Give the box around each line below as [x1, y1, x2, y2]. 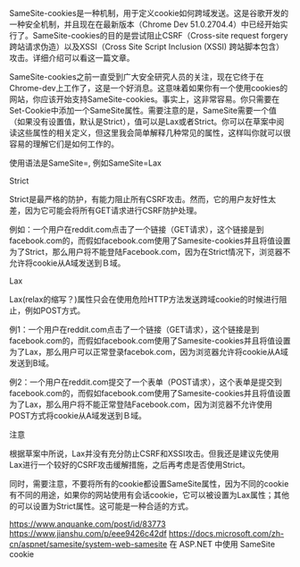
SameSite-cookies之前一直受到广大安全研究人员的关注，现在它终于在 [9, 72, 265, 82]
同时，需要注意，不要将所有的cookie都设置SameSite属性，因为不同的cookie [9, 478, 289, 489]
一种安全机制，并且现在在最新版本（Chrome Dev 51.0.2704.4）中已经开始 [9, 19, 281, 30]
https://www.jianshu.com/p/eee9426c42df [9, 529, 167, 538]
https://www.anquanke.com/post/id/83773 [9, 519, 167, 529]
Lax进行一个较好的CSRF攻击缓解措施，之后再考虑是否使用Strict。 [9, 460, 250, 470]
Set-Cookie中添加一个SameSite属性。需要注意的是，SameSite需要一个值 [9, 106, 277, 115]
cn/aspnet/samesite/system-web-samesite [9, 539, 168, 549]
